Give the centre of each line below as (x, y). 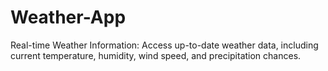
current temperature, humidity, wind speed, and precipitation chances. (156, 55)
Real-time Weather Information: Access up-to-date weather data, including (164, 45)
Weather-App (68, 17)
